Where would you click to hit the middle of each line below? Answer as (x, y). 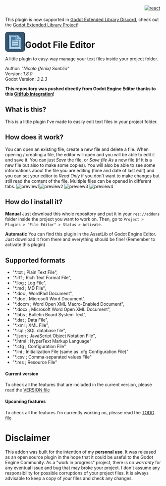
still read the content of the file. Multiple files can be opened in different (78, 181)
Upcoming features (26, 401)
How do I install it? (34, 202)
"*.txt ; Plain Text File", (35, 272)
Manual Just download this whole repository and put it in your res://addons (83, 214)
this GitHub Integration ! (30, 94)
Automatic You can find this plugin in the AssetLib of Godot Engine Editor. (81, 234)
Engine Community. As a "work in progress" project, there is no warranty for (83, 462)
